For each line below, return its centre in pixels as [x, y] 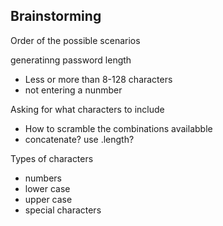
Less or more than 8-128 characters [98, 79]
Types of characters [52, 158]
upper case [48, 199]
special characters [63, 210]
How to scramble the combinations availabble [118, 128]
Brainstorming [56, 16]
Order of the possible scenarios [75, 40]
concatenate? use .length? [79, 139]
